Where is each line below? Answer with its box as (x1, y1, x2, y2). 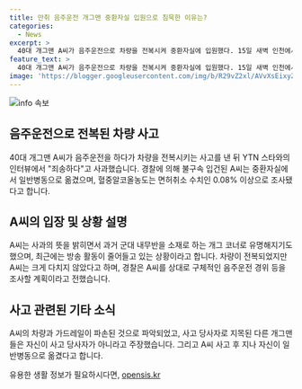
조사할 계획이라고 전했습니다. (9, 273, 111, 284)
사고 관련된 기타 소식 (9, 302, 116, 317)
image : (9, 72, 34, 81)
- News (17, 30, 42, 39)
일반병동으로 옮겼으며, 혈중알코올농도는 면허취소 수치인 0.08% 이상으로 (18, 174, 270, 185)
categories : (9, 22, 54, 31)
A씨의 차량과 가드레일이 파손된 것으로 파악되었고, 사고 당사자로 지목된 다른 (9, 328, 270, 339)
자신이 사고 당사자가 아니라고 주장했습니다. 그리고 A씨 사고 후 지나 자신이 (25, 339, 281, 350)
